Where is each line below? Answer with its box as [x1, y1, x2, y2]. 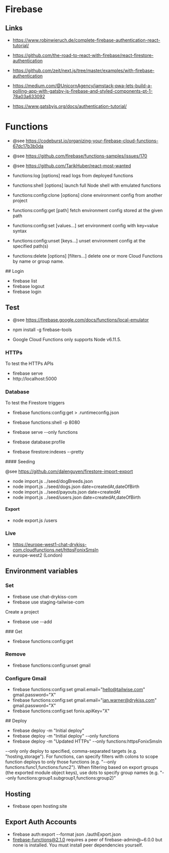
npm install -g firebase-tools [12, 327, 72, 333]
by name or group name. [12, 258, 64, 264]
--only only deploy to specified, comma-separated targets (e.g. [5, 748, 138, 754]
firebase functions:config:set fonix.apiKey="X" [12, 708, 110, 714]
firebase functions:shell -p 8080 [12, 419, 80, 426]
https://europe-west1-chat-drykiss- [12, 541, 87, 547]
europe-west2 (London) [12, 552, 63, 558]
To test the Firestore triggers [5, 400, 65, 406]
